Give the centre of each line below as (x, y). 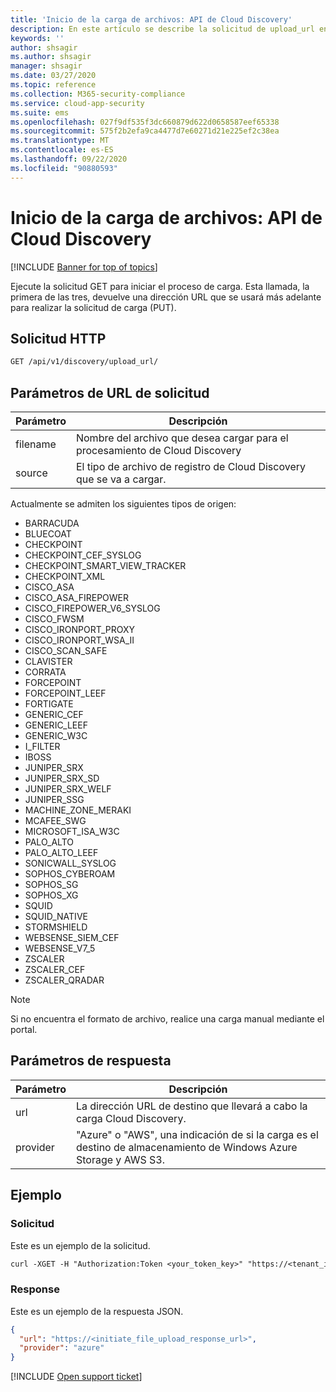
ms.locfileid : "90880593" (64, 168)
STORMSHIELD (56, 927)
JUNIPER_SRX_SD (62, 778)
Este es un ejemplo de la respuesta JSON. (97, 1311)
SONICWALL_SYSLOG (70, 863)
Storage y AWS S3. (120, 1159)
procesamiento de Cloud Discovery (158, 451)
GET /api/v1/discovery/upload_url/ (84, 362)
